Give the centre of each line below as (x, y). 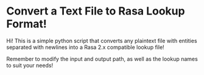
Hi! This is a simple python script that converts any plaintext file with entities (102, 41)
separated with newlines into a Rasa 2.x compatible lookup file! (85, 47)
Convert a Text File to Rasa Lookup (96, 11)
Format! (26, 24)
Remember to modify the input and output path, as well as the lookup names (102, 59)
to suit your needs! (30, 65)
